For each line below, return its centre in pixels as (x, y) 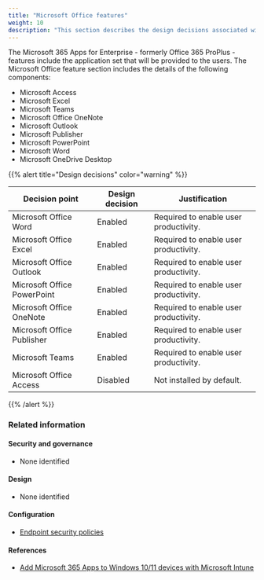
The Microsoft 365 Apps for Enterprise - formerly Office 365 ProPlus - (122, 53)
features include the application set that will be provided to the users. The (128, 61)
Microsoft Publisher (51, 134)
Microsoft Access (48, 93)
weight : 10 (26, 23)
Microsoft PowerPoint (55, 143)
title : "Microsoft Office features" (68, 15)
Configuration (31, 515)
